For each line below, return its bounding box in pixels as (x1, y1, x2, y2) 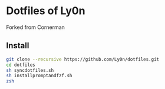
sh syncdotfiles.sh (6, 67, 54, 73)
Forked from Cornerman (6, 24, 65, 31)
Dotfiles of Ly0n (6, 4, 85, 18)
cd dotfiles (6, 62, 35, 68)
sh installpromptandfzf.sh (6, 72, 72, 79)
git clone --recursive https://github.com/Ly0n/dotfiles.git (6, 56, 160, 62)
